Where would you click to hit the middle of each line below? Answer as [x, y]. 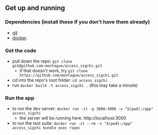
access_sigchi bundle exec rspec [46, 128]
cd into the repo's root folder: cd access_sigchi [60, 80]
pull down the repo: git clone [42, 61]
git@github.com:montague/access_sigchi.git [57, 66]
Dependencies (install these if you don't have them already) [78, 22]
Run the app [20, 98]
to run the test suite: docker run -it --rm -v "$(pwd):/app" [72, 123]
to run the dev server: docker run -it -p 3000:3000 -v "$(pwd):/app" [83, 109]
